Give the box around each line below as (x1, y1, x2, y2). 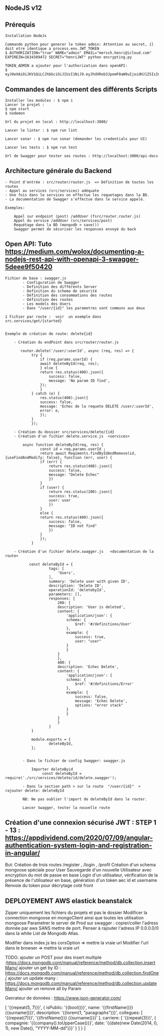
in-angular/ (5, 849, 41, 857)
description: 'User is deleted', (57, 605, 125, 609)
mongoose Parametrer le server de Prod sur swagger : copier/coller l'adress (5, 920, 159, 926)
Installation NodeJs (5, 34, 47, 39)
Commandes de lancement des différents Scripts (5, 85, 158, 93)
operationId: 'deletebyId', (48, 588, 106, 592)
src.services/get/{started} (5, 318, 62, 324)
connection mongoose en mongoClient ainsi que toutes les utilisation (5, 915, 144, 921)
